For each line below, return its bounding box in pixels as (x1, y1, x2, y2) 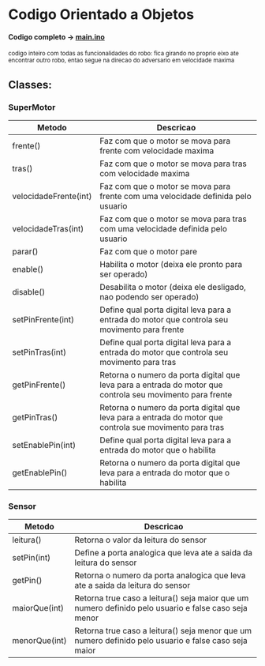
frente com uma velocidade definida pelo (99, 191, 252, 202)
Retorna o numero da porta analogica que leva (74, 570, 246, 581)
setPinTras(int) (12, 347, 67, 358)
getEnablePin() (12, 468, 68, 479)
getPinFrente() (12, 379, 66, 390)
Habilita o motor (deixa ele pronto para (99, 259, 243, 270)
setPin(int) (12, 552, 51, 563)
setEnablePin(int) (12, 440, 77, 451)
